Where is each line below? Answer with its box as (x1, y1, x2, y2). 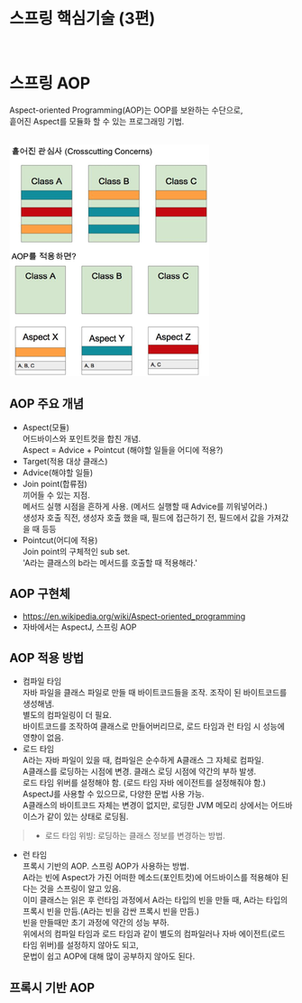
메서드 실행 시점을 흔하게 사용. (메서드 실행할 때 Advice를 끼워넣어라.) (22, 501, 269, 511)
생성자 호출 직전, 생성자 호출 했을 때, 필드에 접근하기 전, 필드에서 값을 (22, 511, 265, 523)
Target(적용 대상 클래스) (22, 455, 108, 466)
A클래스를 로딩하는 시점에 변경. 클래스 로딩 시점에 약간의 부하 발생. (22, 766, 257, 777)
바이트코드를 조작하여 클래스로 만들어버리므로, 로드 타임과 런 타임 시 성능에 (22, 721, 286, 732)
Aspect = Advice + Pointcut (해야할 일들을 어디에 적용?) (22, 444, 224, 455)
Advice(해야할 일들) (22, 466, 94, 478)
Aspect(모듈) (22, 421, 70, 433)
